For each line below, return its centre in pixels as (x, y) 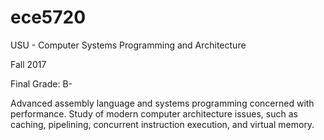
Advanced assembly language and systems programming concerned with (162, 103)
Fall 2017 (28, 64)
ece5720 (48, 17)
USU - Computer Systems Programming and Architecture (128, 45)
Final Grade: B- (41, 83)
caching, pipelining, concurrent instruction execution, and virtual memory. (162, 124)
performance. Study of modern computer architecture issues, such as (154, 113)
